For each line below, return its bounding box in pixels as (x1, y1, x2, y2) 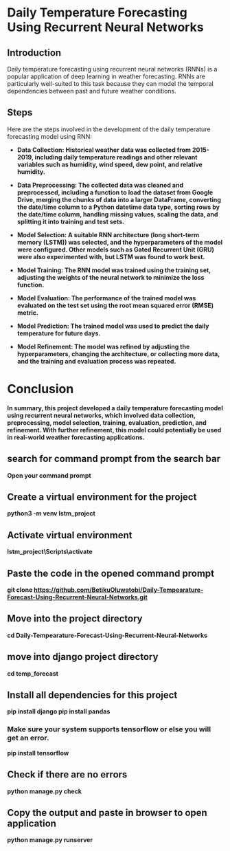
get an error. (7, 733, 49, 743)
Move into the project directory (7, 613, 143, 625)
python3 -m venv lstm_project (7, 509, 96, 518)
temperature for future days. (16, 329, 101, 338)
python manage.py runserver (7, 836, 93, 844)
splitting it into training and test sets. (16, 217, 125, 225)
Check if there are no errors (7, 769, 128, 781)
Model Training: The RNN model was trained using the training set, (16, 266, 211, 274)
